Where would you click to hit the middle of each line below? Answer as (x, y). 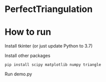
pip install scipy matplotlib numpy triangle (53, 65)
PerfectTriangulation (49, 9)
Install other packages (27, 55)
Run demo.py (18, 74)
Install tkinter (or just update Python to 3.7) (49, 46)
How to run (28, 32)
